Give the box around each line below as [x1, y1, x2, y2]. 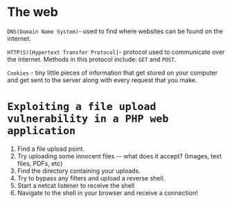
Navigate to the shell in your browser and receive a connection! [17, 188, 199, 197]
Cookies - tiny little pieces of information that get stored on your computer [7, 68, 218, 77]
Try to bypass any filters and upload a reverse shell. [17, 174, 166, 182]
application [7, 124, 76, 138]
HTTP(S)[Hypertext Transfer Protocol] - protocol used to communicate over [7, 48, 225, 56]
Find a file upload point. [17, 145, 85, 153]
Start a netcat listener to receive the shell [17, 181, 135, 189]
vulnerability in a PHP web [7, 112, 169, 125]
